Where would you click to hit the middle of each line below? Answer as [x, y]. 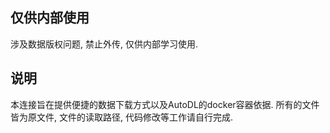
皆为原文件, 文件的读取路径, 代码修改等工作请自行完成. [121, 117]
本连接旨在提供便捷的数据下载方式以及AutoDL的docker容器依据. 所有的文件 [165, 104]
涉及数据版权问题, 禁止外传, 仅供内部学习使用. [104, 44]
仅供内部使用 [50, 18]
